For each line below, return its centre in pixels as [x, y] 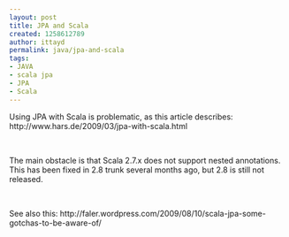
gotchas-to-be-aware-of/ [55, 223]
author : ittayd [37, 42]
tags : [19, 58]
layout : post [33, 17]
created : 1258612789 [47, 34]
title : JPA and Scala [49, 26]
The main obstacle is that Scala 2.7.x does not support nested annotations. [145, 160]
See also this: [34, 213]
